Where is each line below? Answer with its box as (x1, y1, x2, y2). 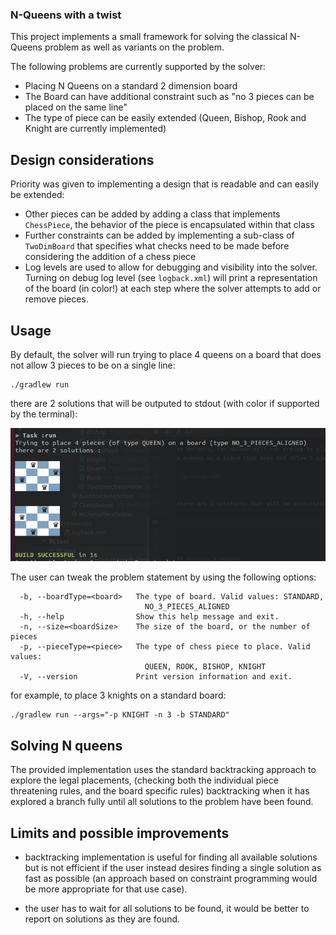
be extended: (10, 189, 65, 201)
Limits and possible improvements (10, 824, 230, 842)
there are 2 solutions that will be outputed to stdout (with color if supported (10, 397, 320, 409)
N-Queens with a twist (10, 8, 122, 22)
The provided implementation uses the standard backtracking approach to (10, 764, 317, 776)
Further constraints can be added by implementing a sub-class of (24, 229, 295, 242)
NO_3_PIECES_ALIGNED (144, 602, 230, 612)
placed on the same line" (24, 101, 128, 113)
